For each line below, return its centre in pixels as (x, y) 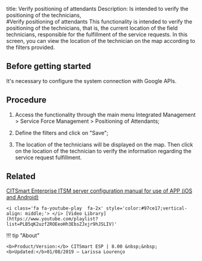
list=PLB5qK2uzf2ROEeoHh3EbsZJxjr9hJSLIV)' (62, 224)
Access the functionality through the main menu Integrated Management (105, 114)
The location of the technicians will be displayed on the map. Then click (104, 144)
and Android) (23, 197)
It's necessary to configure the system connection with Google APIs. (91, 81)
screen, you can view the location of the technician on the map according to (101, 41)
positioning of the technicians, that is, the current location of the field (92, 28)
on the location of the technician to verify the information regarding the (103, 151)
